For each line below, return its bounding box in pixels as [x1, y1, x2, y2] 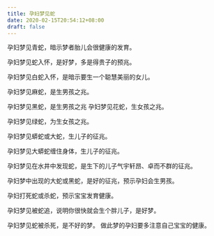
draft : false [7, 23, 45, 30]
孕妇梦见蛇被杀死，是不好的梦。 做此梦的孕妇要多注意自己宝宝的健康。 [7, 221, 211, 230]
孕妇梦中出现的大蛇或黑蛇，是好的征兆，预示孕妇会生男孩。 [7, 177, 178, 185]
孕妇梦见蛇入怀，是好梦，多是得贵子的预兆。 [7, 58, 136, 66]
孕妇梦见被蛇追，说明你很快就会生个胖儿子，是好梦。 [7, 207, 160, 215]
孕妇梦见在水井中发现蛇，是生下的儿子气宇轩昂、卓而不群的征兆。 [7, 162, 197, 170]
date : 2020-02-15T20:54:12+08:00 [7, 17, 105, 24]
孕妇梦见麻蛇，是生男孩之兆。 [7, 88, 93, 96]
